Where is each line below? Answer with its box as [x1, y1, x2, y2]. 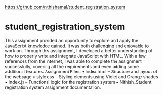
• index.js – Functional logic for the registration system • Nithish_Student [5, 79, 152, 85]
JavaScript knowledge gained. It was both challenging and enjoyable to [5, 43, 149, 48]
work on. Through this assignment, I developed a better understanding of [5, 47, 153, 53]
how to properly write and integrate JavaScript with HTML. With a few [5, 53, 146, 59]
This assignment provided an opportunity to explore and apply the [5, 37, 139, 43]
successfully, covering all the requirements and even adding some [5, 63, 139, 69]
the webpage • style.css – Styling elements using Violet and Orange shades [5, 73, 158, 80]
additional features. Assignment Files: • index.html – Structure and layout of [5, 69, 158, 74]
